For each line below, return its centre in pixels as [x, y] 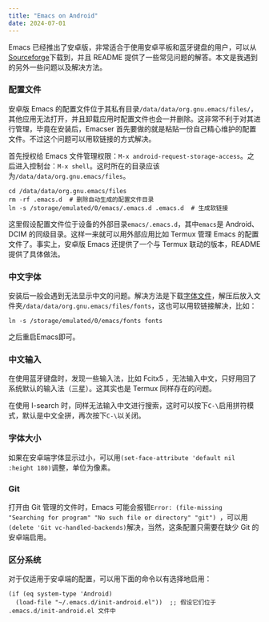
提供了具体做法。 [36, 254]
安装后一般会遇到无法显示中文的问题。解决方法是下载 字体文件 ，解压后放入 [131, 296]
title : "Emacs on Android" [53, 16]
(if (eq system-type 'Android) [60, 594]
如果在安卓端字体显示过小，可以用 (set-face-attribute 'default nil [122, 457]
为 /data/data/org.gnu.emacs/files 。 [69, 176]
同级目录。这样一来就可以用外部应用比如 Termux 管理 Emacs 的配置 [147, 234]
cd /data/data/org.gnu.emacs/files [68, 191]
